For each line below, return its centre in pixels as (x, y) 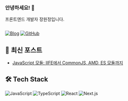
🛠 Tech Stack (27, 79)
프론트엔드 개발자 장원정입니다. (35, 19)
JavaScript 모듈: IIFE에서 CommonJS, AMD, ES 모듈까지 (67, 63)
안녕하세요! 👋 (20, 7)
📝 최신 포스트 (24, 50)
